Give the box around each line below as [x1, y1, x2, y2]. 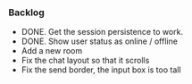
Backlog [8, 6, 46, 19]
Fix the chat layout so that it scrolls [21, 55, 150, 66]
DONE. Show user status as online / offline [21, 36, 178, 46]
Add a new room [21, 46, 83, 56]
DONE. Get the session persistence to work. [21, 27, 184, 38]
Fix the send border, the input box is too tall [21, 64, 181, 75]
